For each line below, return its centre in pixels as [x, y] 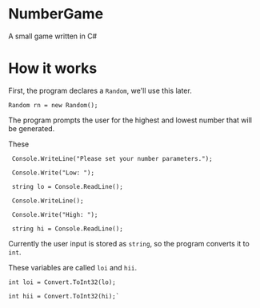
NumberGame [56, 14]
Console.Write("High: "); [55, 214]
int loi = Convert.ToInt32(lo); [62, 282]
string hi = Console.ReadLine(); [68, 229]
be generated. [32, 128]
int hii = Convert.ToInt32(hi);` [64, 296]
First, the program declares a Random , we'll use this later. [100, 90]
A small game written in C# [53, 36]
